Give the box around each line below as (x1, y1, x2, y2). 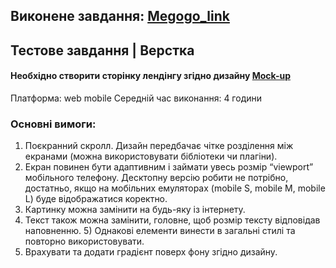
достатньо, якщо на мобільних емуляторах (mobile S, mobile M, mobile (24, 182, 326, 194)
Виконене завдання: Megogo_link (10, 8, 230, 25)
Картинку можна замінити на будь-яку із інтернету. (24, 204, 246, 216)
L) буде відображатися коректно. (24, 193, 168, 205)
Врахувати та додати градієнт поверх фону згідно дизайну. (24, 246, 278, 258)
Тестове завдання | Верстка (10, 42, 195, 59)
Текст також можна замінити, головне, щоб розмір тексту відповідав (24, 214, 321, 226)
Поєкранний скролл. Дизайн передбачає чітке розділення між (24, 140, 294, 152)
